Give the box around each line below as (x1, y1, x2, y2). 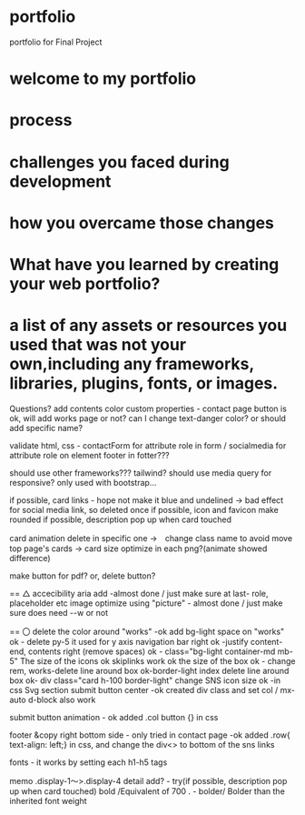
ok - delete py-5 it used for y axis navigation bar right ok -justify (9, 636, 249, 647)
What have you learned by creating (9, 254, 280, 275)
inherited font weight (9, 795, 88, 806)
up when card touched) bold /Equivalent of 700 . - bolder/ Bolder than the (9, 785, 286, 797)
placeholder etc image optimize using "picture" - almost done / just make (9, 598, 283, 609)
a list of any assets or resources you (9, 316, 288, 336)
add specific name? (9, 422, 84, 433)
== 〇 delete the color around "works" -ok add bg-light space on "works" (9, 626, 285, 637)
